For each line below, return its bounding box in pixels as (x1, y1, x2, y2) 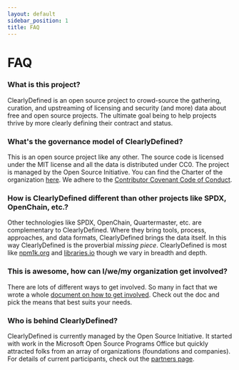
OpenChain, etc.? (7, 202, 69, 212)
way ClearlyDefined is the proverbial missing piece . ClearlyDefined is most (7, 241, 227, 250)
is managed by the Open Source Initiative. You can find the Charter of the (7, 168, 223, 177)
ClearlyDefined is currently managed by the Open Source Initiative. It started (7, 332, 233, 341)
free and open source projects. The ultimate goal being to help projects (7, 111, 217, 120)
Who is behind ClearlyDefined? (7, 315, 118, 325)
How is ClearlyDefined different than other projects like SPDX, (7, 193, 227, 203)
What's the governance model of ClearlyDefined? (7, 136, 183, 146)
